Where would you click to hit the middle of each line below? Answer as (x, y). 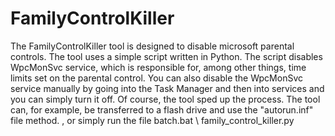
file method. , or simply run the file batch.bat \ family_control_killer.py (152, 120)
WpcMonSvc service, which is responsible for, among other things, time (158, 67)
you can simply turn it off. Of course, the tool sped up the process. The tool (165, 99)
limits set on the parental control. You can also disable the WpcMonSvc (156, 78)
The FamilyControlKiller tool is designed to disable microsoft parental (152, 46)
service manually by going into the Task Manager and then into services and (167, 88)
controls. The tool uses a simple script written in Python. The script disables (166, 56)
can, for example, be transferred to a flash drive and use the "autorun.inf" (162, 109)
